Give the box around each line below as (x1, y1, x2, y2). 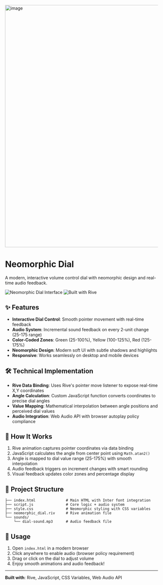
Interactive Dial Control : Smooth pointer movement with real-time (12, 316, 144, 322)
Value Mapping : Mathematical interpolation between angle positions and (12, 403, 158, 409)
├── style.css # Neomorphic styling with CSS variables (5, 506, 151, 511)
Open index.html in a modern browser (12, 545, 89, 551)
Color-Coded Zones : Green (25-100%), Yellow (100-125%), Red (12, 337, 141, 342)
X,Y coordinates (12, 388, 45, 393)
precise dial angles (12, 398, 50, 404)
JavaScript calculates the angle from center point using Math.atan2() (12, 451, 150, 456)
